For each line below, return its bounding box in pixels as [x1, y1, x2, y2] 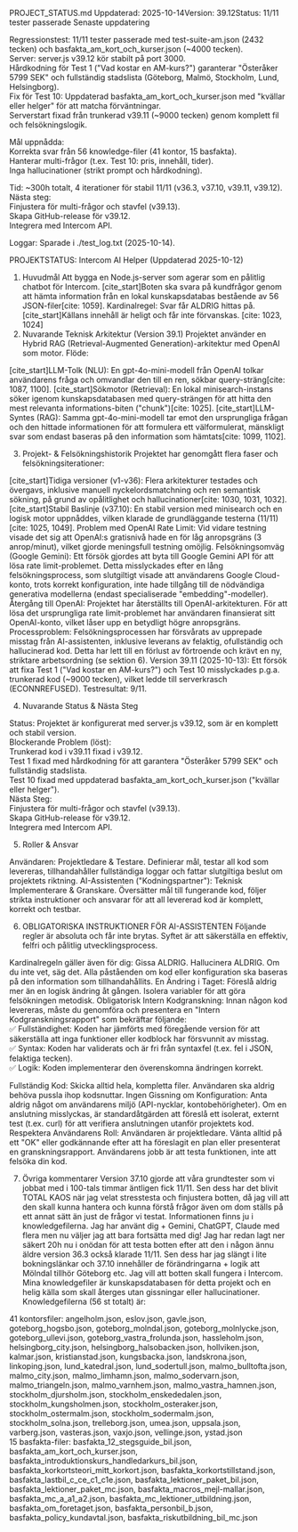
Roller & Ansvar [21, 839, 79, 850]
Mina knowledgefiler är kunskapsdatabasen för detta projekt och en [21, 1277, 271, 1288]
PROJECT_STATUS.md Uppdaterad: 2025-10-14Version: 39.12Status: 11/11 [9, 8, 279, 18]
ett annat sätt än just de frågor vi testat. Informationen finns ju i [21, 1211, 254, 1221]
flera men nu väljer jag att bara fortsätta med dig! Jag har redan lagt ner [21, 1230, 286, 1241]
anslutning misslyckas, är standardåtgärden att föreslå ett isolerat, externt [9, 1109, 279, 1119]
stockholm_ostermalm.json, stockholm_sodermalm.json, [9, 1408, 214, 1419]
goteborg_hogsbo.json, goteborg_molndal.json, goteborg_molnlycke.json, [9, 1323, 279, 1333]
